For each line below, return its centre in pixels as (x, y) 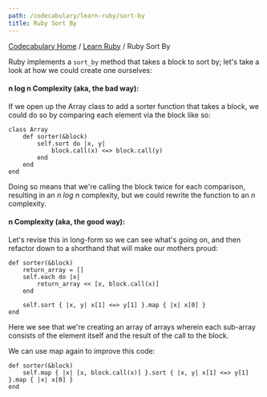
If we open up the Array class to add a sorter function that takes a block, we (133, 106)
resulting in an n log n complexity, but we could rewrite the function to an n (132, 195)
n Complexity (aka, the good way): (67, 222)
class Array (28, 129)
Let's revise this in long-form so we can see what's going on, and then (125, 239)
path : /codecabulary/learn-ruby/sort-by (77, 16)
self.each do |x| (52, 277)
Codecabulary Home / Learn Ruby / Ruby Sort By (89, 46)
